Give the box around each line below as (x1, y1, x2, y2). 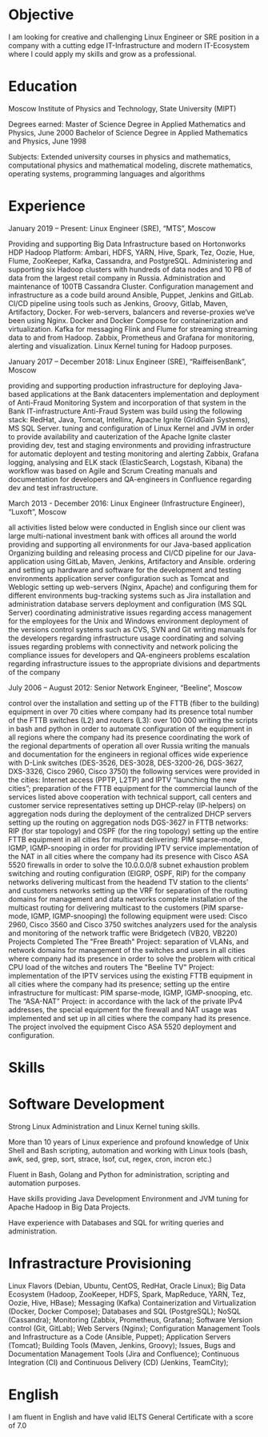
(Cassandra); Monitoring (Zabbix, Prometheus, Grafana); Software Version (8, 1314, 254, 1324)
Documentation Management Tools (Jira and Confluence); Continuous (8, 1349, 240, 1358)
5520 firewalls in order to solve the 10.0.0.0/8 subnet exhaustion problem (8, 860, 250, 870)
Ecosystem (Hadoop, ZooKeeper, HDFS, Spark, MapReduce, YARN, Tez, (8, 1289, 246, 1299)
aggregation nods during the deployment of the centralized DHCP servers (8, 809, 252, 818)
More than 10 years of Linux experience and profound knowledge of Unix (8, 1136, 250, 1147)
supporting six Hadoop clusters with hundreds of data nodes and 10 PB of (8, 264, 252, 274)
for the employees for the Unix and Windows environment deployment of (8, 616, 249, 626)
